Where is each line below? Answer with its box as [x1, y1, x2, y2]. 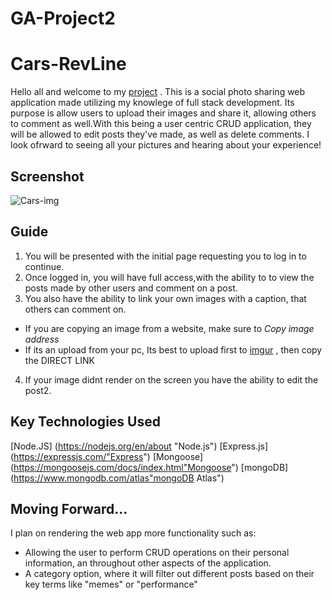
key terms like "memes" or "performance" [24, 578, 198, 591]
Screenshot [10, 168, 85, 185]
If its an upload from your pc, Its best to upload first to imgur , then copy [24, 343, 323, 356]
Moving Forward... [10, 500, 128, 517]
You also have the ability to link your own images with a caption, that [24, 292, 307, 304]
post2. [24, 384, 52, 396]
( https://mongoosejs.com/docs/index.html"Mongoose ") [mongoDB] [10, 461, 289, 473]
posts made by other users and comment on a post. [24, 282, 238, 294]
